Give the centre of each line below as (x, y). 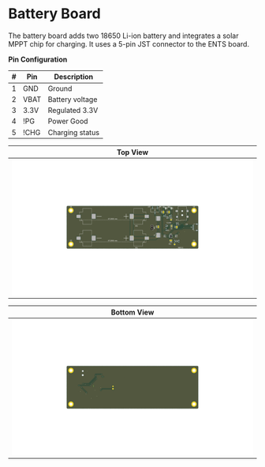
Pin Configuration (38, 59)
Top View (132, 152)
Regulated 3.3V (73, 111)
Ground (60, 89)
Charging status (74, 132)
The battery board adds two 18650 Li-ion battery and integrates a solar (123, 36)
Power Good (68, 121)
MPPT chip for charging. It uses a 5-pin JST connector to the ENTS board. (129, 43)
